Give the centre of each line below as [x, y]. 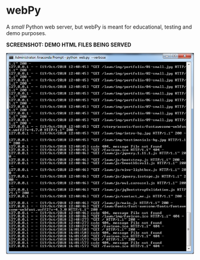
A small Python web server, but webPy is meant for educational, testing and [99, 27]
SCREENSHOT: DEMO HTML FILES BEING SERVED [69, 45]
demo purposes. [26, 33]
